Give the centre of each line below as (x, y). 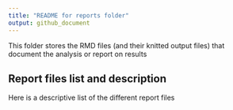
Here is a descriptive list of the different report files (92, 98)
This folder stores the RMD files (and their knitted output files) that (116, 45)
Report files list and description (87, 79)
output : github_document (49, 23)
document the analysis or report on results (78, 54)
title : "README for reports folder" (69, 15)
